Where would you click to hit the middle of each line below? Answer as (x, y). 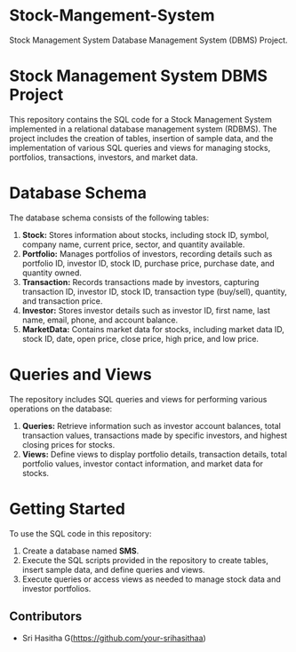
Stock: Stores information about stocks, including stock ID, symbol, (145, 235)
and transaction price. (62, 301)
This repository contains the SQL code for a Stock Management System (141, 119)
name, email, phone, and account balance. (100, 320)
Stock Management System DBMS (139, 76)
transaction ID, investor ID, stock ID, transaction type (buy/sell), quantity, (154, 291)
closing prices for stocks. (68, 444)
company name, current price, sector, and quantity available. (133, 244)
